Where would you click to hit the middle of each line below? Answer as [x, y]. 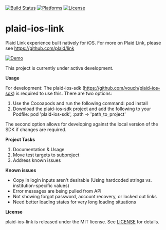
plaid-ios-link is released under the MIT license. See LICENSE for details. [82, 222]
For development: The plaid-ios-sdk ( [45, 88]
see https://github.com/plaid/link [40, 48]
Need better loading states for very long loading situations [74, 202]
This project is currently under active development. [59, 68]
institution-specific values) [41, 185]
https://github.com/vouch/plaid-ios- [122, 88]
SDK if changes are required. [36, 129]
